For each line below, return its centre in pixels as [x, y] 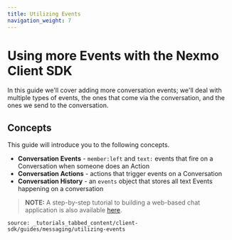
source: [19, 223]
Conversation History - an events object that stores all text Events [115, 181]
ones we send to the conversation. [58, 105]
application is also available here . [73, 210]
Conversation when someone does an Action [84, 166]
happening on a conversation [60, 189]
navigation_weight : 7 [39, 21]
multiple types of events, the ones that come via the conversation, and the [116, 98]
